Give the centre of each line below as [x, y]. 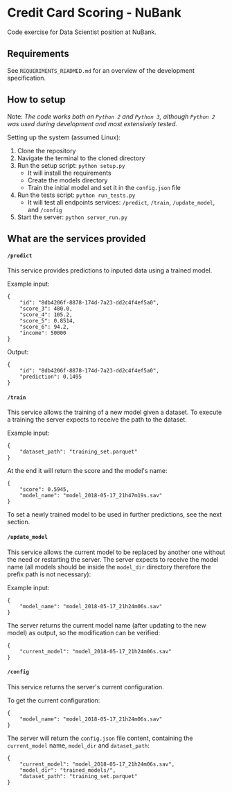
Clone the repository [46, 150]
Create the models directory [68, 180]
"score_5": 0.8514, [48, 321]
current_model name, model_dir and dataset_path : [79, 745]
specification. [27, 78]
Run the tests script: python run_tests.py [76, 195]
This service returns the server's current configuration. [86, 687]
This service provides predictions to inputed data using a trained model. [110, 270]
